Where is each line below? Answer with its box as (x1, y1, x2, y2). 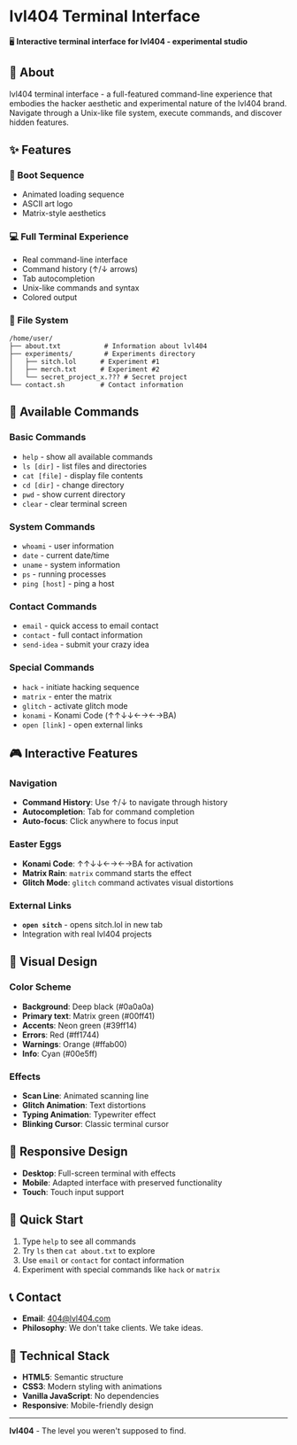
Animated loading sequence (21, 189, 125, 200)
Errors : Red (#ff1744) (21, 1029, 100, 1040)
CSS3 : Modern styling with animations (21, 1381, 163, 1392)
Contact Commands (9, 600, 97, 612)
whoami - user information (21, 540, 115, 551)
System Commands (9, 520, 95, 532)
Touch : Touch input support (21, 1186, 125, 1197)
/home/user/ (9, 334, 53, 343)
